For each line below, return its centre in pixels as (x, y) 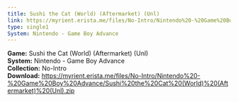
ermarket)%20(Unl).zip (41, 91)
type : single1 (28, 27)
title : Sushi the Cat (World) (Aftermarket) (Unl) (84, 14)
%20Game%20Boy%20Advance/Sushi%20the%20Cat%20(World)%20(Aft (118, 83)
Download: (24, 76)
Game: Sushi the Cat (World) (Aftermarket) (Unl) (78, 53)
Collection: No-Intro (37, 68)
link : (15, 20)
